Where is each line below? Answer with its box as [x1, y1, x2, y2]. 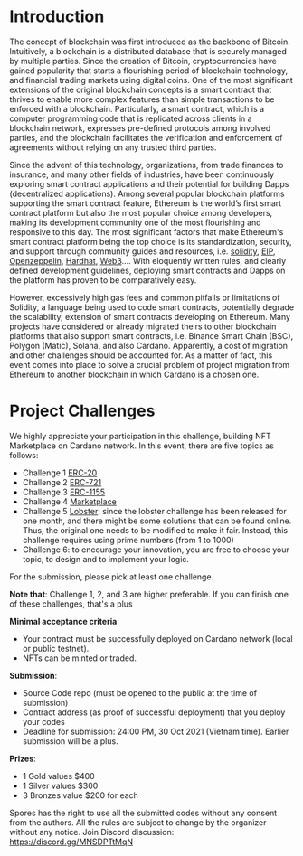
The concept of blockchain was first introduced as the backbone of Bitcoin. [9, 36, 291, 47]
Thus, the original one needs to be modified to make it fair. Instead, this [22, 524, 288, 535]
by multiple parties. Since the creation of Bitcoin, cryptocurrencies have [9, 55, 278, 66]
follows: [9, 449, 39, 460]
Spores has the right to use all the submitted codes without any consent [9, 807, 278, 818]
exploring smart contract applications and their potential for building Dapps [9, 178, 289, 189]
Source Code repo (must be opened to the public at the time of [22, 687, 258, 698]
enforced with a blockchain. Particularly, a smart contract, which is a [9, 103, 265, 114]
